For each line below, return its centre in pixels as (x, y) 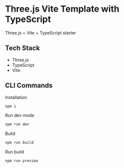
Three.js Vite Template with (62, 9)
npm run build (20, 143)
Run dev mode (20, 115)
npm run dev (17, 124)
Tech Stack (22, 48)
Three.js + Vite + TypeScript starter (41, 33)
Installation (16, 97)
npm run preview (21, 161)
